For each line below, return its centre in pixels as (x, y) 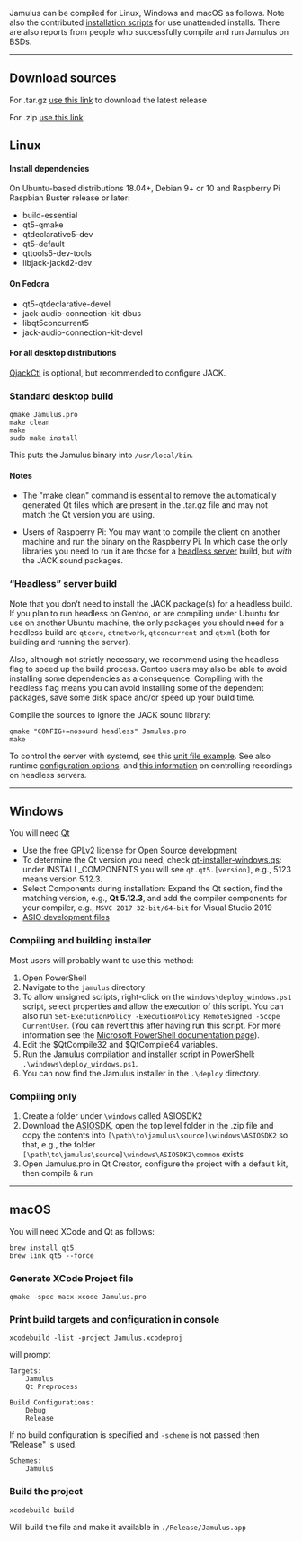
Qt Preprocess (52, 1387)
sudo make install (44, 438)
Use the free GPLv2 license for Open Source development (130, 850)
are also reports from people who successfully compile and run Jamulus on (149, 32)
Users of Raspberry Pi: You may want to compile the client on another (151, 532)
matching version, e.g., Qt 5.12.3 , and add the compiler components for (155, 899)
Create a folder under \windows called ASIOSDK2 (112, 1116)
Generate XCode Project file (71, 1278)
